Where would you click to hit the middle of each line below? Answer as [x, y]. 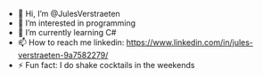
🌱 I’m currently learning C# [67, 32]
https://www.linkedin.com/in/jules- [190, 42]
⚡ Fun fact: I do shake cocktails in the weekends [106, 65]
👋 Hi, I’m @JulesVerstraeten [69, 14]
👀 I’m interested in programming [77, 23]
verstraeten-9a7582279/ [63, 55]
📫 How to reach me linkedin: [71, 42]
